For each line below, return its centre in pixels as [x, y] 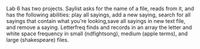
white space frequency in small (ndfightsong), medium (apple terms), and [97, 34]
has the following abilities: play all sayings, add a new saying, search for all [99, 15]
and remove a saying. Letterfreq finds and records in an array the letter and [99, 27]
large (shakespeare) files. [37, 40]
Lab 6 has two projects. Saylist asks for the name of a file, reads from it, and [100, 9]
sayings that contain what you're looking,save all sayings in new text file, [96, 21]
